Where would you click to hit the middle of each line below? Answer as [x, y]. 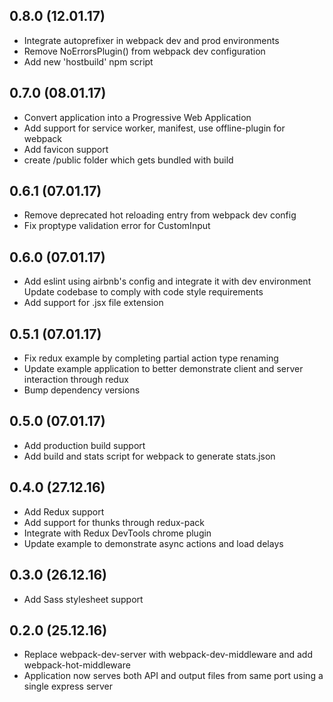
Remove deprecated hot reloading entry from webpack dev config [160, 215]
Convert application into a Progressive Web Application [137, 117]
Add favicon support [66, 149]
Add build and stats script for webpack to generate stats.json [149, 456]
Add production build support [84, 445]
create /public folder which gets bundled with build [128, 160]
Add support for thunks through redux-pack [114, 522]
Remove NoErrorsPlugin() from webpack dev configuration [144, 51]
